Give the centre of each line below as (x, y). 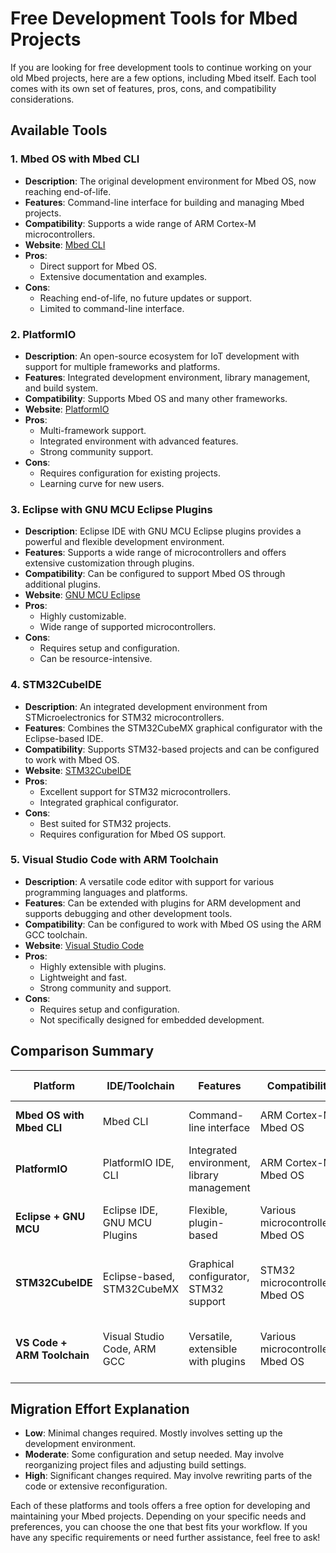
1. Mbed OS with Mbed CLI (75, 159)
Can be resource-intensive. (96, 659)
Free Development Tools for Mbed (154, 18)
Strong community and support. (105, 988)
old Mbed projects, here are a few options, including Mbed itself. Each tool (163, 78)
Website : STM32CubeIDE (78, 770)
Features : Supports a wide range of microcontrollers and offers (155, 553)
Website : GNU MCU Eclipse (82, 595)
